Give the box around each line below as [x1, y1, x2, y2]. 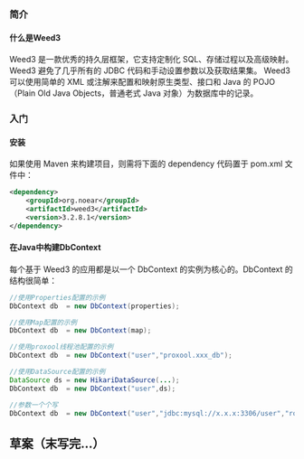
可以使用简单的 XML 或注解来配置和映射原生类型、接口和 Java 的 [9, 77, 252, 88]
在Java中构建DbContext [9, 242, 101, 253]
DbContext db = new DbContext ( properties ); [9, 301, 180, 311]
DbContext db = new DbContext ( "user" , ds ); [9, 384, 176, 393]
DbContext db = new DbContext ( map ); [9, 326, 152, 335]
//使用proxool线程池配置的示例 [9, 342, 114, 351]
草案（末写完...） [9, 436, 106, 451]
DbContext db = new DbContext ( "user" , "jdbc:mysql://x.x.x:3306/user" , [9, 408, 285, 417]
